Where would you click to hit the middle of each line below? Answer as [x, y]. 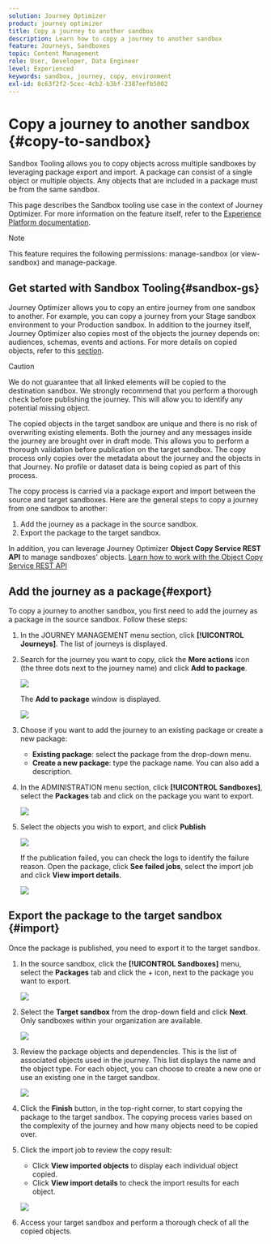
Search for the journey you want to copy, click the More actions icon [135, 660]
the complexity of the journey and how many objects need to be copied [139, 1126]
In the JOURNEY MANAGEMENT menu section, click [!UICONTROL [132, 635]
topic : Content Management [54, 54]
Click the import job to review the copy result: [96, 1150]
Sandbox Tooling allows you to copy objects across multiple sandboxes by [132, 164]
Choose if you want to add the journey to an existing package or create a [142, 730]
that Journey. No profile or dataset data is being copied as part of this [125, 467]
